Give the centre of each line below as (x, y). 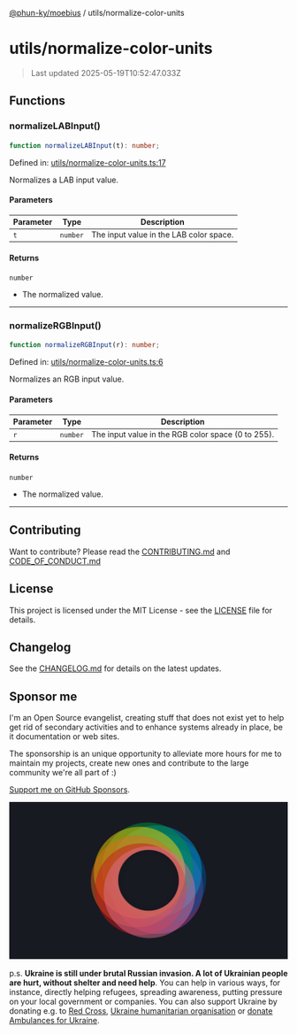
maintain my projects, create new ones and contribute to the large (129, 763)
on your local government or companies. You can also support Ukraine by (144, 1001)
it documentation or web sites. (65, 737)
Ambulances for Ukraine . (54, 1020)
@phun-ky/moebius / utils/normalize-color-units (97, 13)
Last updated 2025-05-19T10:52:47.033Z (106, 73)
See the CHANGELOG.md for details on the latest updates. (115, 668)
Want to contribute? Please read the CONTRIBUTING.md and (120, 552)
